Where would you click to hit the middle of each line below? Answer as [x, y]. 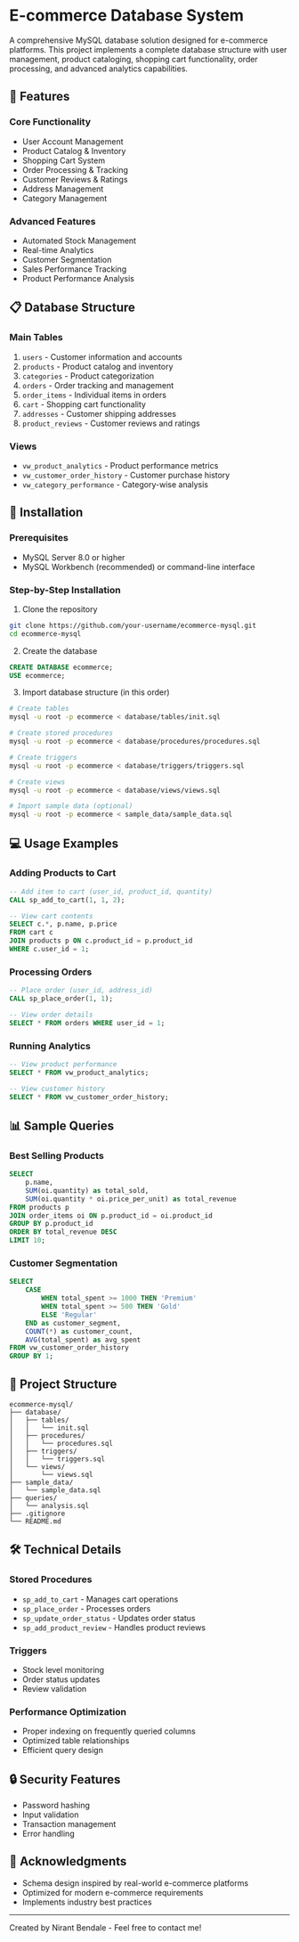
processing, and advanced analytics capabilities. [99, 69]
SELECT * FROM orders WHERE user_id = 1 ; [87, 1023]
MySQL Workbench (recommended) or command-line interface [138, 567]
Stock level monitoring [63, 1669]
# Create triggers [43, 757]
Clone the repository [60, 609]
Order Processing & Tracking [75, 169]
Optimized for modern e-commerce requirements [113, 1892]
